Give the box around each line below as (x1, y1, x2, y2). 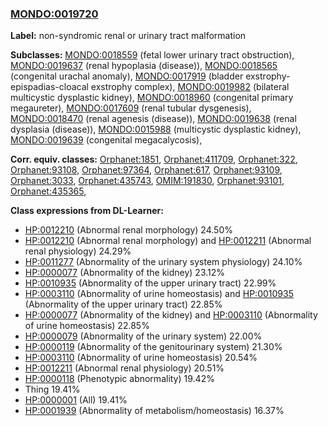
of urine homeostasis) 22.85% (24, 320, 150, 332)
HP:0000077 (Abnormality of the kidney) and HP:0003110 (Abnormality (24, 309, 318, 321)
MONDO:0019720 (10, 7, 99, 21)
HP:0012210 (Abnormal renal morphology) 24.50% (24, 224, 233, 236)
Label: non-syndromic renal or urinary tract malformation (10, 30, 247, 42)
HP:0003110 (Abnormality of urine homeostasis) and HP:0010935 (24, 288, 294, 300)
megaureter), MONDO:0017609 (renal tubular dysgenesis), (10, 102, 252, 114)
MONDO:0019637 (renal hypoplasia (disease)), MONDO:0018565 (10, 60, 278, 72)
